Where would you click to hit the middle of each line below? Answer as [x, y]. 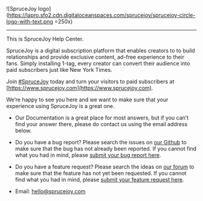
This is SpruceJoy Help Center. [45, 39]
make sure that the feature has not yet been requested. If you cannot [101, 173]
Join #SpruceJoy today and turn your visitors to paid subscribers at [90, 81]
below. [23, 130]
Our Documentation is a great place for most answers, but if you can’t [102, 118]
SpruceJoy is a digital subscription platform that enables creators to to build [101, 50]
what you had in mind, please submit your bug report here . [88, 155]
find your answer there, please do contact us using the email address [101, 124]
